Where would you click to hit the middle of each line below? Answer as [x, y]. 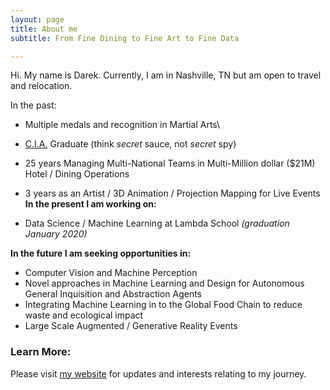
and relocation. [41, 86]
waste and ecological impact [84, 315]
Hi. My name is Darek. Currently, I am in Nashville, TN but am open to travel [166, 75]
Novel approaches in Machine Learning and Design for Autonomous [164, 283]
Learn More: [41, 352]
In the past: [33, 105]
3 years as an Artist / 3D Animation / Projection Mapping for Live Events [172, 193]
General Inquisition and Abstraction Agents [113, 294]
